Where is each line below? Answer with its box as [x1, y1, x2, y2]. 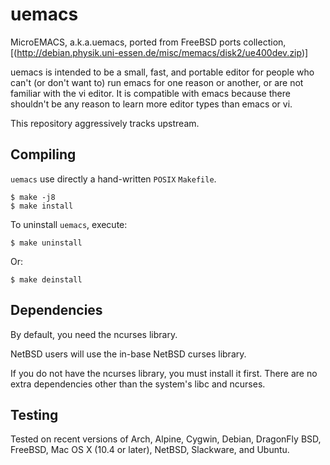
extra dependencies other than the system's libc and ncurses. [10, 378, 266, 390]
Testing [10, 406, 59, 423]
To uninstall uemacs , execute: [10, 218, 128, 230]
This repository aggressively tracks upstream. [10, 117, 200, 129]
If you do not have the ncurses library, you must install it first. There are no [10, 367, 318, 379]
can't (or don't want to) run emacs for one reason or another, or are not [10, 76, 304, 88]
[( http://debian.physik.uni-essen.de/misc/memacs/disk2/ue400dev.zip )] [10, 46, 309, 58]
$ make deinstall [10, 274, 83, 285]
